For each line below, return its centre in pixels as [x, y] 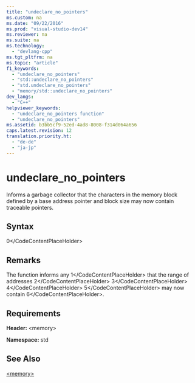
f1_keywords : [23, 68]
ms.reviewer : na [27, 35]
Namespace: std [27, 340]
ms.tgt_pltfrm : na [29, 57]
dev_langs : [20, 97]
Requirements [33, 313]
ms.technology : [26, 46]
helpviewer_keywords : [34, 108]
